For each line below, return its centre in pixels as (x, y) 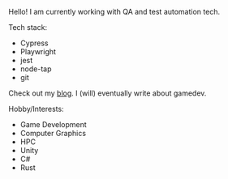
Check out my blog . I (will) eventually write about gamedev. (108, 93)
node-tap (36, 69)
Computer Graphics (53, 133)
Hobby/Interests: (36, 109)
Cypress (34, 43)
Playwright (38, 51)
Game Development (53, 124)
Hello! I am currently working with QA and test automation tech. (114, 12)
